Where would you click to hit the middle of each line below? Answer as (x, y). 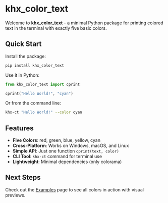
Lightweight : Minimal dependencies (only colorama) (67, 162)
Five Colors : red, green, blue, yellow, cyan (57, 140)
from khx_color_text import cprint (43, 84)
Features (19, 128)
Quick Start (23, 44)
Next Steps (23, 177)
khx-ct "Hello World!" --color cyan (44, 112)
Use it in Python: (22, 75)
